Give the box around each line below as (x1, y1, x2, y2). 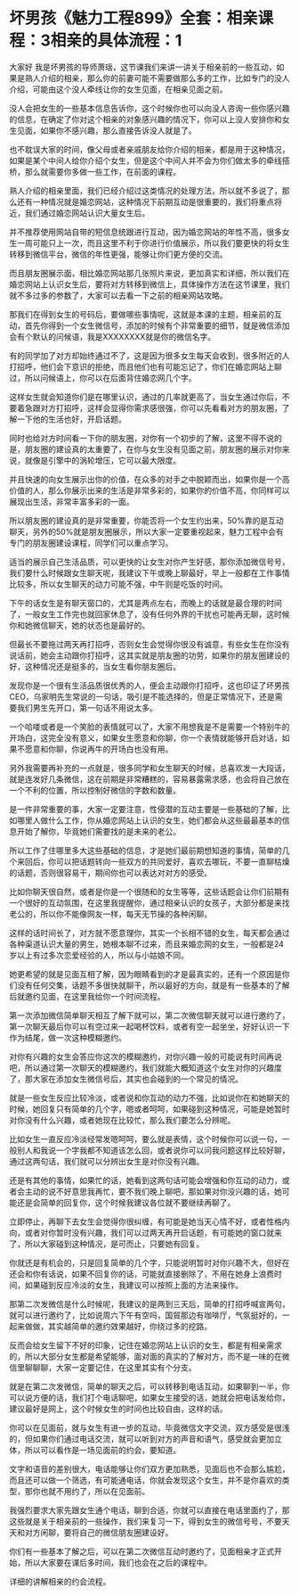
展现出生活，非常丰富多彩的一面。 (9, 496, 134, 506)
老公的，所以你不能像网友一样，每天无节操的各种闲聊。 (9, 908, 212, 919)
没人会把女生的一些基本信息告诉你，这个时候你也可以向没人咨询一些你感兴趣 (9, 103, 290, 113)
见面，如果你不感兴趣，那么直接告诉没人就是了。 (16, 125, 197, 136)
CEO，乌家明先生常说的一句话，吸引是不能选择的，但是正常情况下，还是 (9, 691, 276, 702)
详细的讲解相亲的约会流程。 (9, 1575, 111, 1587)
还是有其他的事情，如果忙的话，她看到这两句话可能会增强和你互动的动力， (9, 1174, 282, 1186)
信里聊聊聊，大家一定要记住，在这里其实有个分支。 (9, 1361, 197, 1373)
